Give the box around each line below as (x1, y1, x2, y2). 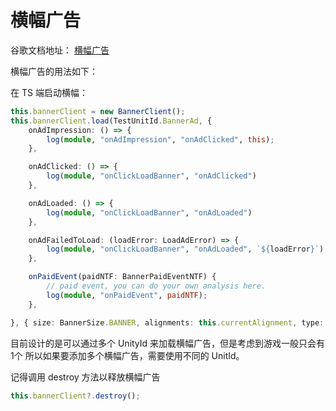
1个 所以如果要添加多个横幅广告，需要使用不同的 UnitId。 (10, 349, 245, 361)
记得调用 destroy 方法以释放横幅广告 (10, 371, 161, 383)
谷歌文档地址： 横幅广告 (10, 44, 110, 56)
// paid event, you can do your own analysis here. (46, 281, 267, 291)
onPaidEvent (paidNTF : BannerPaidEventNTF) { (28, 272, 217, 282)
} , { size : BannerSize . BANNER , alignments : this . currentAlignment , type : (10, 317, 325, 328)
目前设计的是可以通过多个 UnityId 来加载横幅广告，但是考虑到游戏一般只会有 (10, 337, 326, 349)
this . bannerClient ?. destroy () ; (10, 391, 141, 401)
